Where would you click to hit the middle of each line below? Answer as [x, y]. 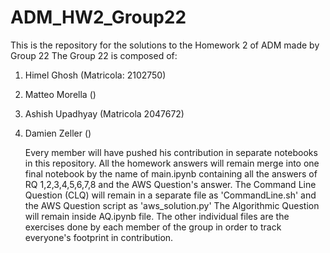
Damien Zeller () [58, 133]
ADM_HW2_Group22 [98, 17]
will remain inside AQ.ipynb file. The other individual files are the [157, 216]
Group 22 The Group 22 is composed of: [94, 55]
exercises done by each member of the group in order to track [153, 227]
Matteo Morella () [60, 94]
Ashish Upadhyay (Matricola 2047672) [104, 113]
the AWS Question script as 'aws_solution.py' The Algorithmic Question [172, 205]
